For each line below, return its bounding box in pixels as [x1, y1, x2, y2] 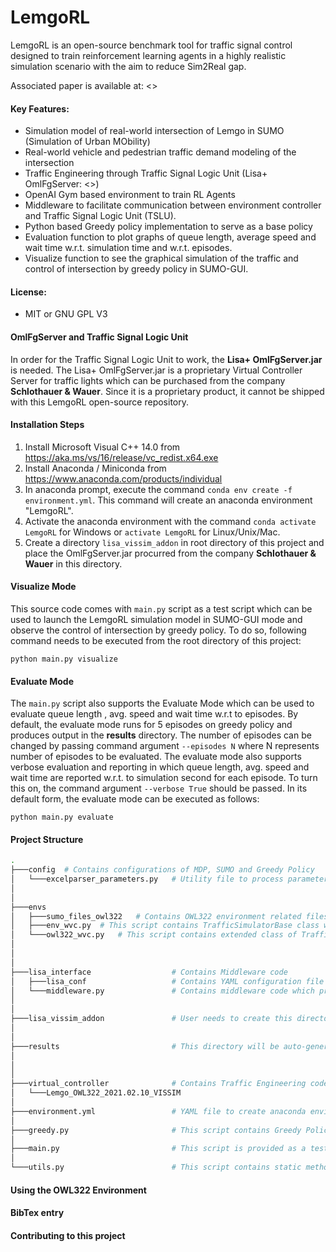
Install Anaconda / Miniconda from [24, 462, 167, 474]
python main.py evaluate [10, 812, 114, 823]
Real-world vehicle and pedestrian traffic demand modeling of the [24, 146, 297, 158]
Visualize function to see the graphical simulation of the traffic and [24, 252, 299, 265]
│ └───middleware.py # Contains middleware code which [10, 986, 315, 996]
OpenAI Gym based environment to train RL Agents [24, 189, 236, 201]
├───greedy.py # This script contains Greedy [10, 1125, 302, 1135]
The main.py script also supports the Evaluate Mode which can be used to [10, 697, 315, 710]
